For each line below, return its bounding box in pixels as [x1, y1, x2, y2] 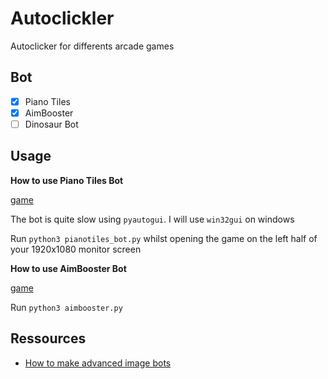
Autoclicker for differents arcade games [10, 40, 175, 52]
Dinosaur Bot [24, 118, 79, 130]
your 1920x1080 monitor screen [10, 243, 142, 255]
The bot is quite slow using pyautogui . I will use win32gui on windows [10, 213, 295, 225]
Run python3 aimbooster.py [10, 301, 123, 313]
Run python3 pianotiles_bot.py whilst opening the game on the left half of [10, 232, 318, 244]
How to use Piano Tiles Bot [10, 174, 124, 186]
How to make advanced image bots [24, 357, 172, 369]
